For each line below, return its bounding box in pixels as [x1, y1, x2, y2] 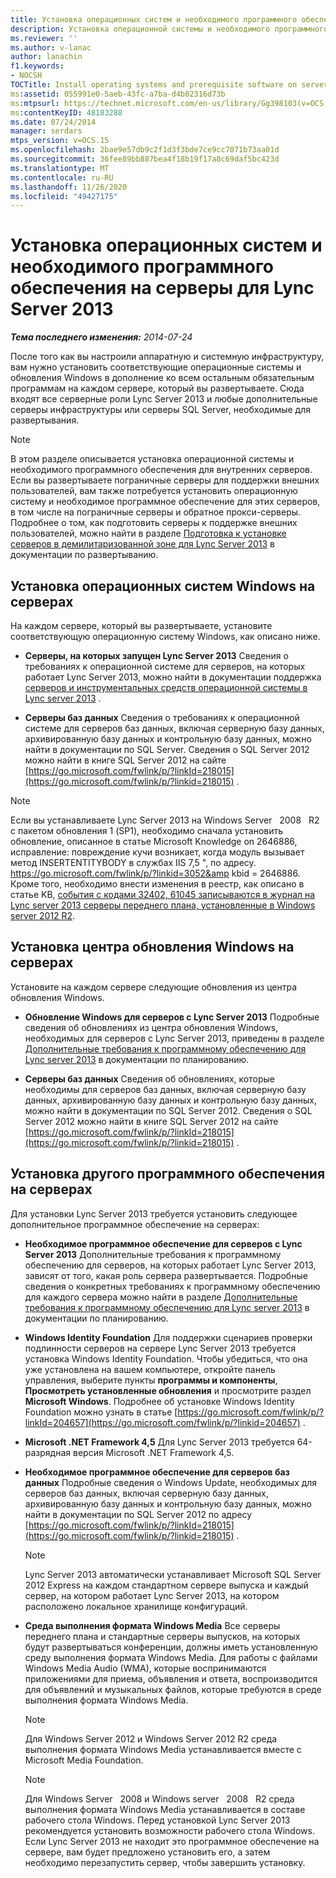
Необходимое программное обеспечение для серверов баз [24, 1466, 290, 1478]
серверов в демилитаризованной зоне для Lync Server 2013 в [10, 538, 275, 550]
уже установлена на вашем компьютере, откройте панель [24, 1363, 276, 1375]
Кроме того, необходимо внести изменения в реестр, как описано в [10, 878, 305, 890]
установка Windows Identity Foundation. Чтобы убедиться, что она [24, 1352, 308, 1365]
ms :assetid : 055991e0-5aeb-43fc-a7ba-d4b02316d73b [10, 89, 226, 99]
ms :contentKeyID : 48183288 [10, 107, 123, 118]
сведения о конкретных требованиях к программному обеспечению [24, 1280, 321, 1292]
